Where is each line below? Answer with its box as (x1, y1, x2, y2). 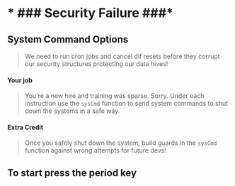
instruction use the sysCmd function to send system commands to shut (24, 99, 229, 108)
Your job (7, 76, 33, 84)
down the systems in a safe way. (24, 106, 120, 115)
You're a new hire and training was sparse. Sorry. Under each (24, 92, 205, 100)
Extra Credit (7, 123, 44, 131)
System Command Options (7, 33, 129, 45)
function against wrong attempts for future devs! (24, 146, 166, 155)
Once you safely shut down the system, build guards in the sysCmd (24, 138, 217, 147)
